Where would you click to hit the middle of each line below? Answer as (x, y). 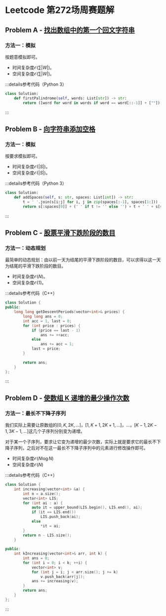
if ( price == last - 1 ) (56, 330)
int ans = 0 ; (36, 558)
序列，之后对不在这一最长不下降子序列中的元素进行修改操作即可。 (81, 448)
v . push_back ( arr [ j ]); (62, 577)
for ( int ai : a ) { (43, 503)
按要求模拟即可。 (22, 156)
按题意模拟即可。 (22, 57)
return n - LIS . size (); (47, 535)
